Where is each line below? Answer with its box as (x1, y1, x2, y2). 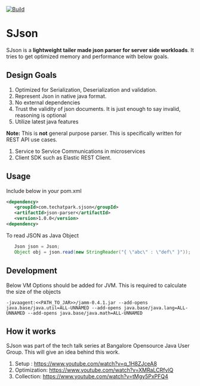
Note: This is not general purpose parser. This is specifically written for (6, 129, 182, 137)
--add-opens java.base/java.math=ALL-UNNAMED (27, 310, 143, 316)
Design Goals (6, 70, 57, 80)
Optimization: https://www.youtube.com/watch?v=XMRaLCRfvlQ (14, 366, 174, 374)
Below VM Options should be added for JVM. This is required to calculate (6, 282, 187, 289)
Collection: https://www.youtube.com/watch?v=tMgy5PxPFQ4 (14, 373, 168, 380)
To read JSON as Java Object (6, 231, 79, 239)
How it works (6, 326, 56, 336)
